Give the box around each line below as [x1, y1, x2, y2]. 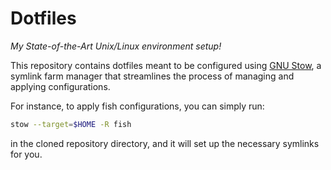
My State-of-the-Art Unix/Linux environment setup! [10, 40, 222, 52]
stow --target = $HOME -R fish [10, 119, 132, 129]
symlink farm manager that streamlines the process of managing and [10, 70, 295, 82]
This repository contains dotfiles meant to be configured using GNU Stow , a [10, 59, 322, 71]
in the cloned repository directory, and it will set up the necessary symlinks [10, 137, 320, 149]
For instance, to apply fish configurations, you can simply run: [10, 100, 265, 112]
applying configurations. [10, 80, 111, 92]
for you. [10, 148, 43, 160]
